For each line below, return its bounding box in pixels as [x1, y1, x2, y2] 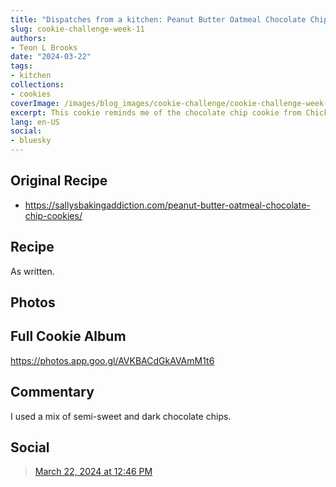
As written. [10, 265, 55, 277]
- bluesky [10, 136, 52, 146]
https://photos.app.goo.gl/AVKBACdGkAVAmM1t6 [10, 354, 215, 366]
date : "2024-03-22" [10, 52, 92, 62]
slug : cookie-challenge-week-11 [10, 24, 145, 34]
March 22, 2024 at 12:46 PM [34, 466, 153, 478]
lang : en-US [10, 117, 60, 127]
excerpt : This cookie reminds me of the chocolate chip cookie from [10, 107, 302, 118]
